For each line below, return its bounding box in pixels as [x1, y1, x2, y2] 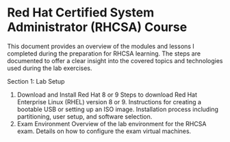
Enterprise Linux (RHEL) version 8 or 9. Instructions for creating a [16, 97, 202, 106]
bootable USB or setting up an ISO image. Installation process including [16, 105, 219, 113]
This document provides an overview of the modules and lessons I [7, 42, 195, 50]
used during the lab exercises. [7, 64, 92, 72]
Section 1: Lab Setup [7, 77, 65, 85]
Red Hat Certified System [7, 5, 155, 21]
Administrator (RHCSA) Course [7, 19, 188, 35]
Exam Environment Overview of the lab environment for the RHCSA [16, 119, 207, 128]
